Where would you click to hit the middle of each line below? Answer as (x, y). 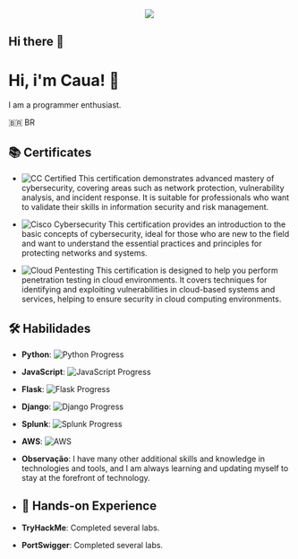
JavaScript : (43, 371)
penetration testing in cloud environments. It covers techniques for (144, 280)
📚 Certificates (50, 152)
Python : (36, 354)
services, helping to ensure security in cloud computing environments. (151, 299)
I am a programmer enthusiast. (65, 105)
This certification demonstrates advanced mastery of (176, 179)
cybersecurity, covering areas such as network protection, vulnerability (153, 188)
